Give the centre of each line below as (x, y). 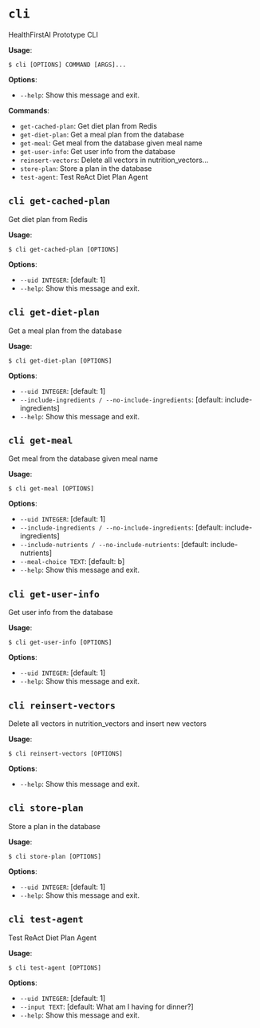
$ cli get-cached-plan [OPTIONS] (64, 249)
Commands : (29, 110)
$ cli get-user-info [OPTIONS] (60, 643)
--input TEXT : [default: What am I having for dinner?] (106, 1006)
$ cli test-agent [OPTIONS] (55, 968)
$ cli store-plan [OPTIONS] (55, 856)
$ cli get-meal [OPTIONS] (51, 489)
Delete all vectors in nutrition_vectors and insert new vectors (108, 724)
